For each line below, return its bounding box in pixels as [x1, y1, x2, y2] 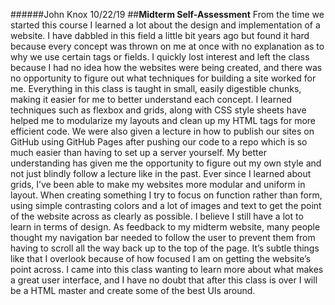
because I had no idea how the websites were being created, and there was [10, 62, 323, 73]
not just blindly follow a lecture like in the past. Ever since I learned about [10, 168, 312, 179]
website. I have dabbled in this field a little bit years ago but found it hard [10, 30, 310, 41]
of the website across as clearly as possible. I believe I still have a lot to [10, 210, 304, 222]
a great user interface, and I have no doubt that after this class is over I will [10, 274, 318, 286]
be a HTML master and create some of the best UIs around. [10, 285, 256, 296]
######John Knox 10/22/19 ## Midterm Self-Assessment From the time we [10, 9, 325, 20]
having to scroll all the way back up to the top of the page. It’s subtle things [10, 242, 320, 254]
